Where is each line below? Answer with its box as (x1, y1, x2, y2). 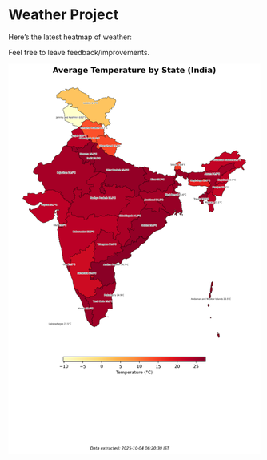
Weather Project (8, 6, 119, 24)
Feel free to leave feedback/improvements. (8, 47, 150, 57)
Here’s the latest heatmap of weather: (8, 32, 132, 42)
